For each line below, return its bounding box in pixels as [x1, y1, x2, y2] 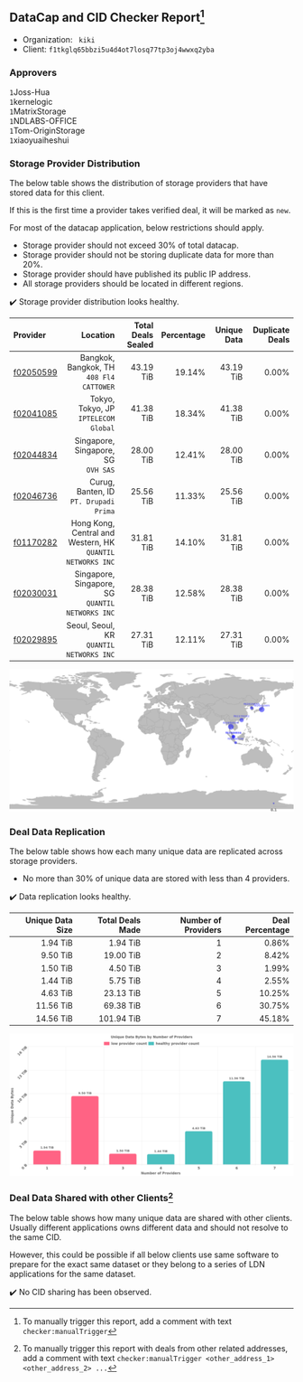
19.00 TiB [103, 950, 142, 961]
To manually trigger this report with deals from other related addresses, [22, 1342, 289, 1354]
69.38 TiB [103, 1001, 142, 1011]
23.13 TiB [103, 988, 142, 999]
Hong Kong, [70, 518, 115, 529]
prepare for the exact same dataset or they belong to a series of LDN [9, 1258, 266, 1269]
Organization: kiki [22, 33, 96, 44]
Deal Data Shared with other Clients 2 [9, 1190, 174, 1205]
